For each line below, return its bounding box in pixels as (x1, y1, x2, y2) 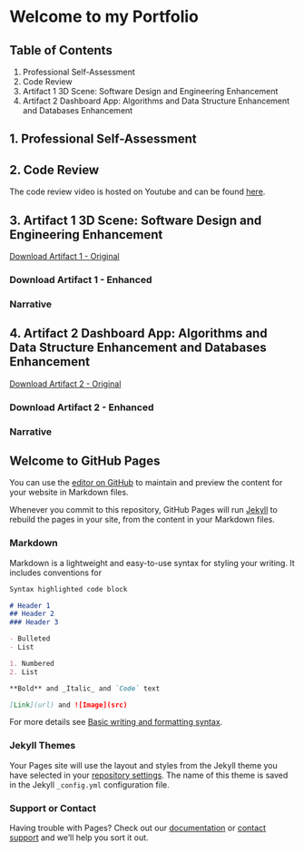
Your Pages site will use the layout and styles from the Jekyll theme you (9, 759, 279, 770)
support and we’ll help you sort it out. (9, 832, 149, 843)
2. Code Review (9, 162, 100, 178)
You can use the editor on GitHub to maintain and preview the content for (9, 477, 283, 488)
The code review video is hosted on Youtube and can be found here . (9, 186, 266, 197)
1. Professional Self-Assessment (9, 132, 197, 147)
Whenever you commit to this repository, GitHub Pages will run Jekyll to (9, 504, 279, 515)
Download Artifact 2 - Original (9, 378, 122, 389)
